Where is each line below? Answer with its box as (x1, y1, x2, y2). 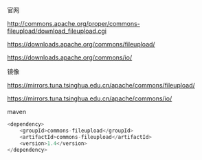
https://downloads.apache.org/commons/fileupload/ (7, 40, 156, 48)
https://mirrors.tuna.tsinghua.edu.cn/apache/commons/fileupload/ (7, 81, 196, 89)
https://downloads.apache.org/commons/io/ (7, 53, 133, 62)
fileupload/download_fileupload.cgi (7, 27, 106, 35)
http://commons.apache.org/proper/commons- (7, 20, 141, 27)
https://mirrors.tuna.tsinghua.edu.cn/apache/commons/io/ (7, 94, 172, 103)
